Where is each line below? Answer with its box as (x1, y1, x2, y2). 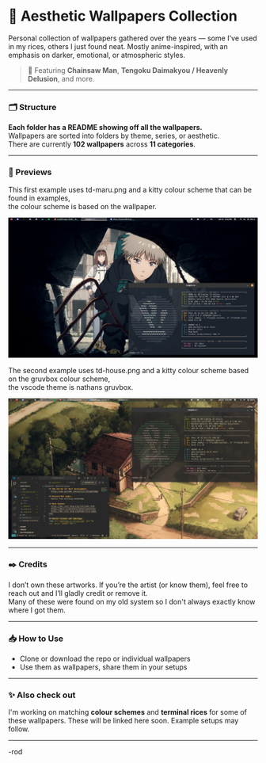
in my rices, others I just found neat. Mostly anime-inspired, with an (8, 41, 228, 51)
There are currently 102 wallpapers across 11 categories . (8, 139, 196, 149)
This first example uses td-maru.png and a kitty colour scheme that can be (8, 185, 252, 194)
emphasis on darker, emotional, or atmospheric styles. (8, 50, 186, 59)
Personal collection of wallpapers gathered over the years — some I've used (8, 33, 257, 43)
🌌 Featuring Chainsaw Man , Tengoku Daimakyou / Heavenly (27, 65, 229, 74)
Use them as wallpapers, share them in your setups (19, 662, 188, 672)
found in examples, (8, 193, 70, 203)
